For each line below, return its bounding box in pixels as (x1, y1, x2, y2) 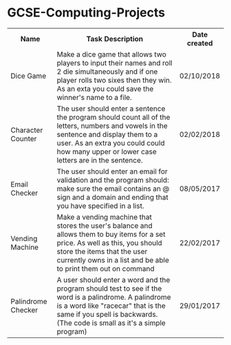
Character (10, 125, 43, 135)
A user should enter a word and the (56, 275, 170, 284)
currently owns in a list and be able (56, 255, 170, 264)
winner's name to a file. (56, 92, 132, 102)
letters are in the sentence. (56, 155, 143, 165)
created (186, 38, 213, 48)
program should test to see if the (56, 284, 162, 293)
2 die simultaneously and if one (56, 67, 158, 76)
